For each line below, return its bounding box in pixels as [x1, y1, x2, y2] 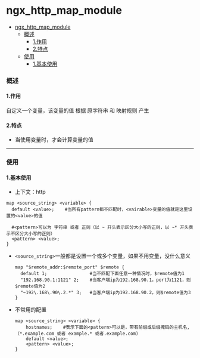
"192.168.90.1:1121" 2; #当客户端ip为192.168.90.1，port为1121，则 [20, 277, 191, 283]
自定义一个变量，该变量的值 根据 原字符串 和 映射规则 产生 [6, 107, 149, 114]
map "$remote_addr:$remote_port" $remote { [14, 264, 125, 270]
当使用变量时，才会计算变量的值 [14, 136, 93, 143]
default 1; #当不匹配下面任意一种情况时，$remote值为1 [20, 271, 185, 277]
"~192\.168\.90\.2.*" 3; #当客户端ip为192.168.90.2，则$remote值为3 [20, 290, 191, 296]
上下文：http [14, 189, 46, 196]
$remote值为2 [14, 283, 46, 289]
